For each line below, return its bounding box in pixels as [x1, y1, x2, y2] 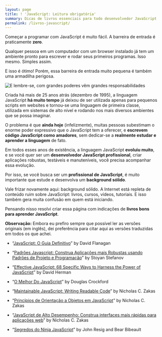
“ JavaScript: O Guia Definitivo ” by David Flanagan [12, 241, 111, 246]
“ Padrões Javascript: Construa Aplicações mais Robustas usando [12, 250, 143, 256]
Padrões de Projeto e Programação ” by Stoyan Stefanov [12, 255, 124, 261]
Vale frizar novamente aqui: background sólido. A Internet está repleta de [5, 186, 151, 192]
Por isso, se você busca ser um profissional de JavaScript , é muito [5, 172, 140, 177]
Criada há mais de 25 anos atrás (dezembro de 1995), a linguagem [5, 92, 138, 98]
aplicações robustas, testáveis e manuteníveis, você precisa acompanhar [5, 157, 151, 163]
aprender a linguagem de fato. [5, 138, 67, 144]
